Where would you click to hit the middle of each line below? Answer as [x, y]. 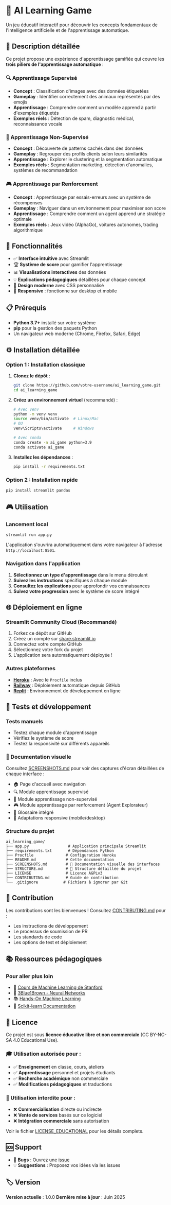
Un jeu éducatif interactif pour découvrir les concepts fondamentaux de [82, 25]
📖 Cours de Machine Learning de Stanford [58, 987]
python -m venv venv [35, 414]
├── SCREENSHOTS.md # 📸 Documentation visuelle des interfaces [83, 864]
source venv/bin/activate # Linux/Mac [56, 419]
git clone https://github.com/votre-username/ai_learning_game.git [87, 385]
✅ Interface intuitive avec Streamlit [51, 258]
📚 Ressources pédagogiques [54, 959]
